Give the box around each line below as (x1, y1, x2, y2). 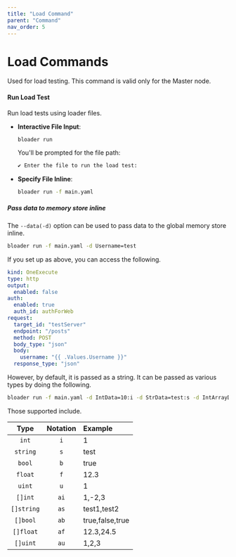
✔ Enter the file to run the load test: (17, 162, 138, 169)
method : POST (13, 334, 52, 341)
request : (7, 314, 33, 322)
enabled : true (13, 302, 55, 309)
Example (83, 423, 113, 433)
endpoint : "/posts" (13, 328, 71, 335)
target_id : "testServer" (13, 321, 86, 328)
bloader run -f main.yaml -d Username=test (7, 243, 137, 250)
